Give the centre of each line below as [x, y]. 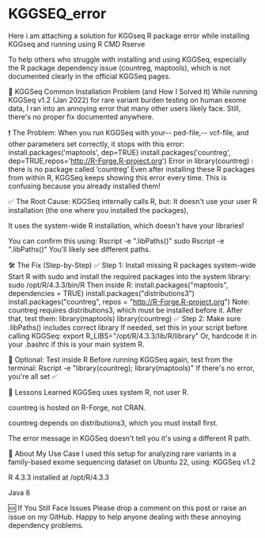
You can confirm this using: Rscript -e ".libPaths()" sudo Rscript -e [116, 241]
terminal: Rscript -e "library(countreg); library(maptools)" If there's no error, [131, 368]
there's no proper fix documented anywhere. [81, 116]
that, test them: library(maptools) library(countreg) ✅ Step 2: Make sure [125, 318]
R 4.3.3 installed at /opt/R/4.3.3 [59, 477]
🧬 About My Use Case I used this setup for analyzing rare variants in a [122, 453]
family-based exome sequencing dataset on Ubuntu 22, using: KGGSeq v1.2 [132, 462]
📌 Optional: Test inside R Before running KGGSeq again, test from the [121, 359]
